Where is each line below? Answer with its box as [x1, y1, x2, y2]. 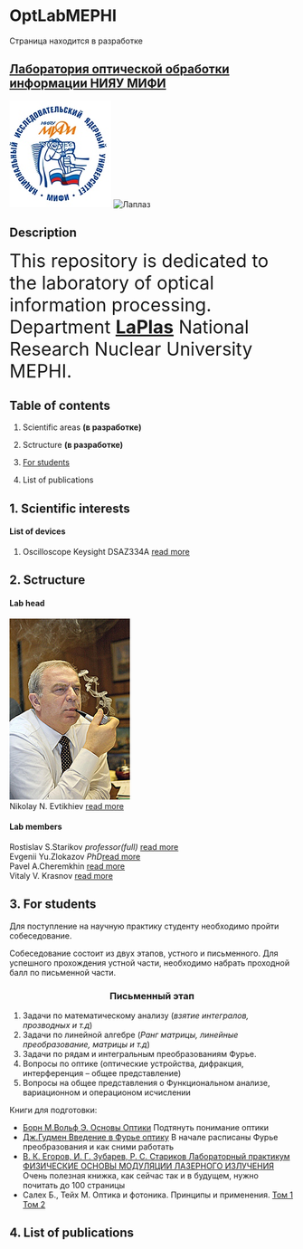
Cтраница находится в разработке [9, 35, 143, 46]
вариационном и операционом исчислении [22, 1087, 192, 1098]
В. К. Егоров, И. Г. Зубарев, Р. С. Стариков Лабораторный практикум [22, 1150, 291, 1161]
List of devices [9, 526, 66, 537]
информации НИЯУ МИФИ [9, 76, 166, 91]
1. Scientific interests [9, 501, 131, 516]
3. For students [9, 897, 97, 912]
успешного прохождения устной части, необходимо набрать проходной [9, 957, 290, 968]
